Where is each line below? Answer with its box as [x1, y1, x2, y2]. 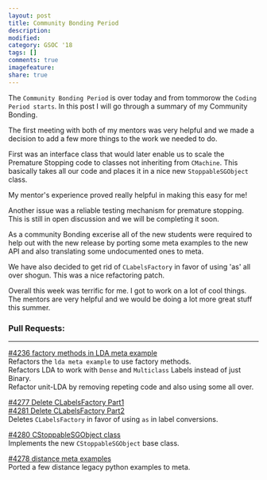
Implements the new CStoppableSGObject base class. [8, 438, 180, 447]
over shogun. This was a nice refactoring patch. [8, 270, 165, 280]
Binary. [8, 373, 32, 383]
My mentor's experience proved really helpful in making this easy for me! [8, 190, 248, 199]
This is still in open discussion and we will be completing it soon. [8, 214, 220, 223]
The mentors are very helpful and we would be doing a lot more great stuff [8, 294, 253, 304]
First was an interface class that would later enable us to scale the [8, 149, 225, 159]
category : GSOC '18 [8, 41, 73, 49]
